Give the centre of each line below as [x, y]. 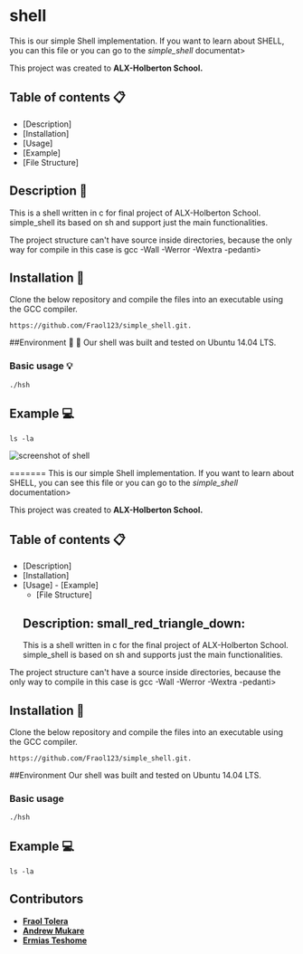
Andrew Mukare [53, 930]
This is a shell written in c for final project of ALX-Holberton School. [135, 213]
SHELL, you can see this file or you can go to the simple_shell [123, 483]
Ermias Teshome [55, 940]
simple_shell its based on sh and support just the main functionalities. [139, 222]
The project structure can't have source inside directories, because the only [151, 240]
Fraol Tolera [45, 921]
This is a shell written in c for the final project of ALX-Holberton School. [156, 645]
